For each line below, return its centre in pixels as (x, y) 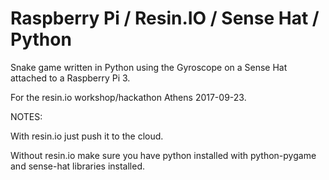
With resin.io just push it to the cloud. (87, 136)
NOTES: (26, 116)
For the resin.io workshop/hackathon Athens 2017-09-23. (128, 97)
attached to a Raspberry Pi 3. (70, 78)
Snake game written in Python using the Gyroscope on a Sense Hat (149, 67)
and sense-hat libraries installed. (77, 166)
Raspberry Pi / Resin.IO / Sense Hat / (165, 18)
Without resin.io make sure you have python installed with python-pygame (163, 155)
